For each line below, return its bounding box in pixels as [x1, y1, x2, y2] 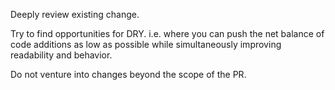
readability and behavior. [10, 49, 113, 61]
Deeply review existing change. [10, 9, 140, 20]
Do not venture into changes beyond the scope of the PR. [10, 69, 247, 80]
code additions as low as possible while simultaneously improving [10, 39, 282, 50]
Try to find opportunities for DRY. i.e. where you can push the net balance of [10, 28, 325, 39]
